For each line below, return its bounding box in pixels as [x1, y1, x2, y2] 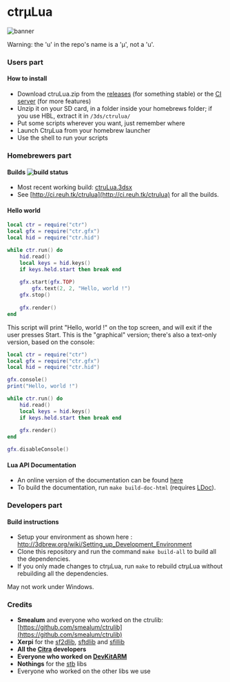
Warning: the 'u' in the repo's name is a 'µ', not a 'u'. [7, 40, 155, 48]
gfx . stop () [19, 292, 51, 299]
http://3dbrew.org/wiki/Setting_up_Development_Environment [17, 540, 192, 548]
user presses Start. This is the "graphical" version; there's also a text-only [7, 330, 217, 339]
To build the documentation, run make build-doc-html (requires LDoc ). [17, 483, 216, 492]
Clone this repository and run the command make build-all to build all [17, 548, 217, 556]
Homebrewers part [7, 151, 72, 160]
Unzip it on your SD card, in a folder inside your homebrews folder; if [17, 105, 212, 113]
